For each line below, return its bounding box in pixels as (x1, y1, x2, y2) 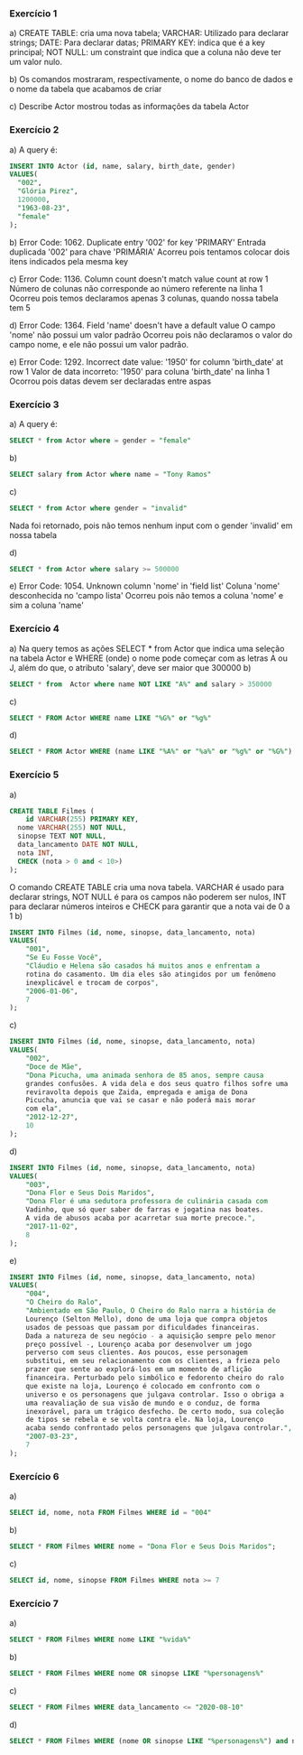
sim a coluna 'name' (9, 599, 84, 611)
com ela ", (25, 1104, 63, 1113)
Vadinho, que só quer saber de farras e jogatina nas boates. (25, 1205, 264, 1214)
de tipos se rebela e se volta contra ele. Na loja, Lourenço (25, 1416, 264, 1425)
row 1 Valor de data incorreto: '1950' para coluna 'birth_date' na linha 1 (9, 366, 271, 376)
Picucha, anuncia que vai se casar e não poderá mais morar (25, 1096, 256, 1105)
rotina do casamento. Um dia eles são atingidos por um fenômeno (25, 970, 277, 979)
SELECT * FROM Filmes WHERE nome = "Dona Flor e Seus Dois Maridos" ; (9, 1542, 277, 1551)
